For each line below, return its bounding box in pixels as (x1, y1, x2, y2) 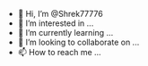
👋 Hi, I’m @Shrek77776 (17, 9, 103, 19)
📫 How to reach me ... (17, 47, 101, 57)
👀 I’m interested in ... (17, 18, 94, 29)
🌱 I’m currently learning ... (17, 28, 114, 37)
